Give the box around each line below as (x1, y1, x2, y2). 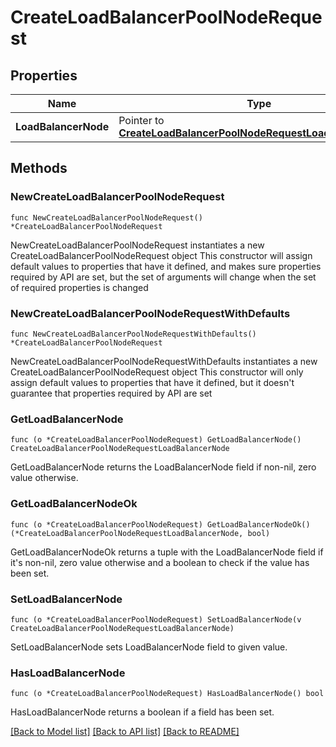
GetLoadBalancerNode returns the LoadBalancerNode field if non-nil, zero (10, 461, 317, 473)
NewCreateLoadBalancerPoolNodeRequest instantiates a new (10, 239, 265, 251)
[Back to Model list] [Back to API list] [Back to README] (10, 726, 240, 738)
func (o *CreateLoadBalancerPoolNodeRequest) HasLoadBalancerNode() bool (10, 689, 325, 699)
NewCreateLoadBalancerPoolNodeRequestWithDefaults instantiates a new (10, 355, 318, 367)
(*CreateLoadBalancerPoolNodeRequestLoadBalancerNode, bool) (10, 528, 271, 538)
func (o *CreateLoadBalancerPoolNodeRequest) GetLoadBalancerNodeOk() (10, 519, 311, 530)
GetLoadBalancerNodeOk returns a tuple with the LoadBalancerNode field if (10, 546, 324, 558)
